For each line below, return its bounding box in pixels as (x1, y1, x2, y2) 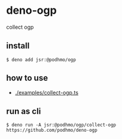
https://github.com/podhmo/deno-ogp (6, 127, 97, 134)
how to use (6, 73, 48, 83)
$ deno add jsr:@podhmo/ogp (6, 56, 77, 63)
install (6, 41, 30, 51)
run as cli (6, 106, 41, 116)
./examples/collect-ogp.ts (14, 89, 79, 96)
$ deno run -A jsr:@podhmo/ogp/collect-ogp (6, 122, 117, 128)
